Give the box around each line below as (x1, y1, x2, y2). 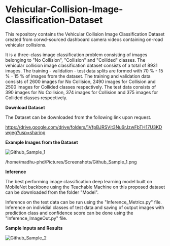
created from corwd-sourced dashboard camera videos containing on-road (5, 36, 163, 43)
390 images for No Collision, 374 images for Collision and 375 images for (5, 89, 158, 95)
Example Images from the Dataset (5, 139, 78, 145)
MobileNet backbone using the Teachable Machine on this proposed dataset (5, 184, 165, 190)
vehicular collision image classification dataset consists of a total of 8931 (5, 62, 158, 68)
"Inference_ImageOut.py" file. (5, 215, 67, 221)
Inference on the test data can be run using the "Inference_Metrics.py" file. (5, 199, 162, 205)
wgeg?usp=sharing (5, 129, 46, 135)
